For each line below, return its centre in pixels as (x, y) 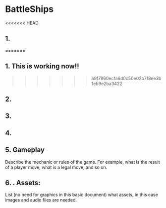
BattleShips (29, 9)
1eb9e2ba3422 (107, 84)
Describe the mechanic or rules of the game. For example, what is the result (83, 162)
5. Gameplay (25, 150)
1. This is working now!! (42, 66)
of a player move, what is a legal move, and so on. (56, 167)
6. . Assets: (23, 183)
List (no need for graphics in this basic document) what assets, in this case (82, 195)
